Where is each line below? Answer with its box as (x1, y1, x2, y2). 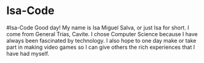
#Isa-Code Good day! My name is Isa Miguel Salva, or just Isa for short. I (6, 24, 189, 31)
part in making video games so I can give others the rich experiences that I (6, 43, 195, 51)
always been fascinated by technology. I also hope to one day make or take (6, 37, 197, 44)
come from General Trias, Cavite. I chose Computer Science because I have (6, 30, 198, 37)
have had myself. (6, 50, 50, 57)
